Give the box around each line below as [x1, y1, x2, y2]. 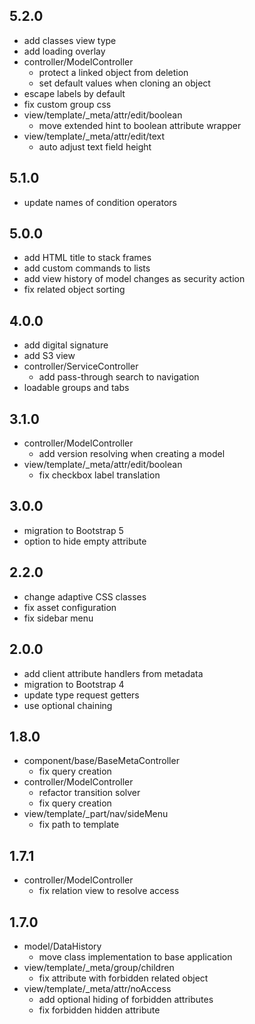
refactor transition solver [38, 787, 141, 799]
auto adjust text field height [38, 140, 152, 153]
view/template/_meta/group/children [23, 961, 175, 973]
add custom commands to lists [23, 262, 151, 274]
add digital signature [23, 339, 109, 351]
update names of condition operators [23, 196, 177, 208]
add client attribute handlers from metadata [23, 667, 204, 679]
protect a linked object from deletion [38, 66, 189, 78]
